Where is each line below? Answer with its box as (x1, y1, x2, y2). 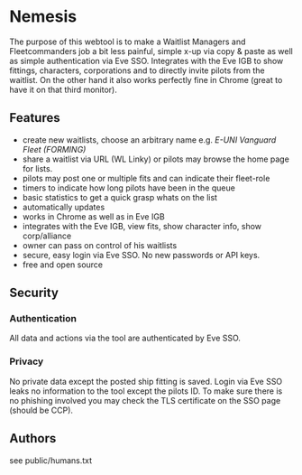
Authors (9, 431, 57, 446)
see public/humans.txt (9, 454, 93, 466)
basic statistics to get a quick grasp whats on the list (22, 191, 218, 202)
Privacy (9, 355, 44, 368)
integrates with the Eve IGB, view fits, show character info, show (22, 220, 262, 231)
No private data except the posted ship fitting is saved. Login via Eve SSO (9, 376, 283, 387)
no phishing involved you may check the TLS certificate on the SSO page (9, 395, 281, 405)
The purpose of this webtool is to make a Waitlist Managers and (9, 36, 246, 47)
